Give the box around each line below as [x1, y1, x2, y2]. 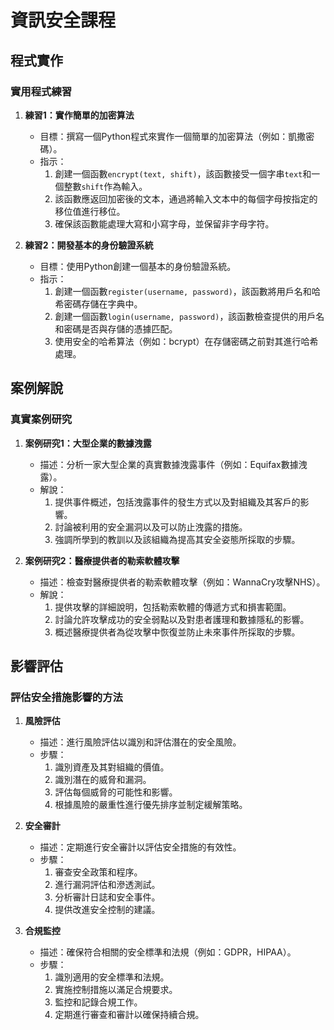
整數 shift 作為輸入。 [63, 180, 148, 192]
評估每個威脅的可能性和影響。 [54, 786, 178, 798]
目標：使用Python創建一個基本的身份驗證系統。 [39, 260, 237, 272]
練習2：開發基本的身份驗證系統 [24, 239, 154, 251]
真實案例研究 [10, 412, 73, 426]
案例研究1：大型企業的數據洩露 [24, 437, 152, 449]
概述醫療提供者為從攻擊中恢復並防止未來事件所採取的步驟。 [54, 626, 301, 638]
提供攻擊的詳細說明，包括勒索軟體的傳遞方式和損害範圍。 [54, 601, 292, 613]
